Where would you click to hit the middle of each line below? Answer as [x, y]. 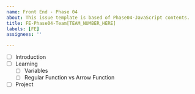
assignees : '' [24, 35]
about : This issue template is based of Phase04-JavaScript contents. [98, 18]
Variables [36, 71]
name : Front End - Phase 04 [42, 12]
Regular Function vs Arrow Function [69, 78]
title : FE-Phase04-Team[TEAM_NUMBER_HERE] [61, 23]
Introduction [31, 57]
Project [24, 84]
